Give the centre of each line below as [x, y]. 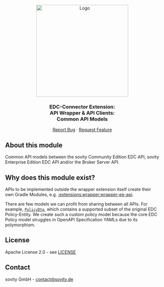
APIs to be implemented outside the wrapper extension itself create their [78, 189]
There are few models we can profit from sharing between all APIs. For [76, 204]
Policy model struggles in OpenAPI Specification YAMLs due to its [71, 219]
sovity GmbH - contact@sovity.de [39, 279]
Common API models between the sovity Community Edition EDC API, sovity [82, 157]
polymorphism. [20, 225]
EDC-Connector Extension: [82, 107]
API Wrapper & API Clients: [82, 113]
